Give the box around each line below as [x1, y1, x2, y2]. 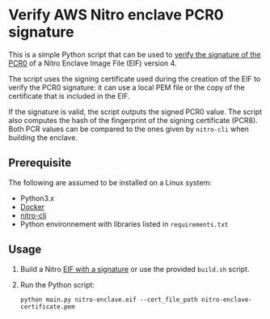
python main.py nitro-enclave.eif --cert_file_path [19, 296, 198, 304]
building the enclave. [8, 132, 78, 142]
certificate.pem [19, 302, 75, 311]
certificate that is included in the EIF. [8, 91, 130, 100]
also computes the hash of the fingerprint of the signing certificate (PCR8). [8, 115, 258, 125]
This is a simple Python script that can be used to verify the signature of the [8, 49, 261, 59]
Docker [19, 202, 45, 211]
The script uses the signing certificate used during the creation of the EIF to [8, 74, 261, 83]
